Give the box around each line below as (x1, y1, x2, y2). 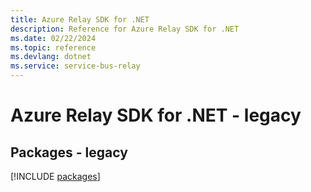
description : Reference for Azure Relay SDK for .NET (10, 24, 240, 34)
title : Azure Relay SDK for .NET (10, 14, 150, 25)
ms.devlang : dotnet (10, 52, 92, 62)
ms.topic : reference (10, 42, 97, 53)
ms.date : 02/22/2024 (10, 33, 97, 43)
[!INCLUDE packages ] (10, 171, 101, 182)
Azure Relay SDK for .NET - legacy (10, 104, 302, 127)
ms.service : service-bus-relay (10, 61, 141, 71)
